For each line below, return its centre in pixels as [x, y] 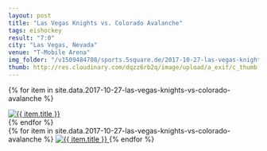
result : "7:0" [32, 38]
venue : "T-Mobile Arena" [49, 52]
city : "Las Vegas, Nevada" [53, 45]
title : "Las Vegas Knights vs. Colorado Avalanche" [95, 23]
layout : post [30, 15]
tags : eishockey [35, 30]
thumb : [19, 68]
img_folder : [28, 60]
